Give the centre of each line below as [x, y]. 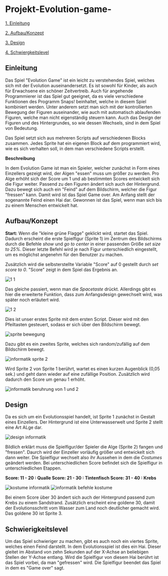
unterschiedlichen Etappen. [33, 468]
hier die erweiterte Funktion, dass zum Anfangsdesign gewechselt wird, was [84, 294]
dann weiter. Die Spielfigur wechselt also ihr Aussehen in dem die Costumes [84, 458]
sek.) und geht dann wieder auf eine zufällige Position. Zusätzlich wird [77, 374]
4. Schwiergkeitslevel [27, 52]
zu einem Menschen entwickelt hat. [42, 205]
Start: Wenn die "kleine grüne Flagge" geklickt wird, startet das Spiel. [77, 233]
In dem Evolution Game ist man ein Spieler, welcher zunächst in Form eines [82, 168]
